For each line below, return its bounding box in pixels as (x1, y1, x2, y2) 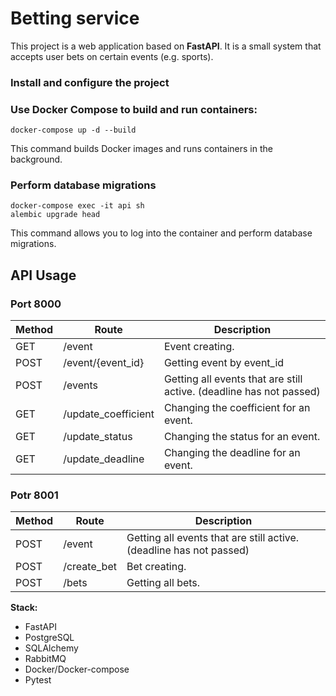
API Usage (10, 267, 77, 284)
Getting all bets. (126, 576, 201, 590)
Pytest (24, 674, 52, 686)
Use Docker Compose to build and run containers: (10, 102, 258, 116)
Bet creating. (126, 560, 187, 574)
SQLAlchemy (24, 642, 79, 654)
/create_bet (63, 560, 117, 574)
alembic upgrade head (10, 210, 101, 220)
